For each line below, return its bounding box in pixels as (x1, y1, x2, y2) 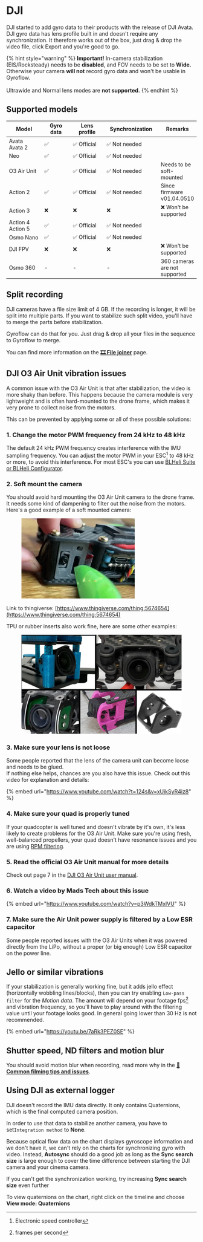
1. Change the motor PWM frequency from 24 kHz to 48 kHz (6, 431, 185, 439)
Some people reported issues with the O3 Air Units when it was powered (6, 937, 187, 944)
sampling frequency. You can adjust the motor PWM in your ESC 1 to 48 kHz (6, 450, 195, 459)
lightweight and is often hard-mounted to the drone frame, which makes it (6, 397, 190, 405)
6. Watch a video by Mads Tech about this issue (6, 886, 149, 895)
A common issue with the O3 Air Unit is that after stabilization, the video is (6, 385, 191, 392)
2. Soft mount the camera (6, 480, 83, 488)
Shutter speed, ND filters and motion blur (6, 1045, 164, 1056)
